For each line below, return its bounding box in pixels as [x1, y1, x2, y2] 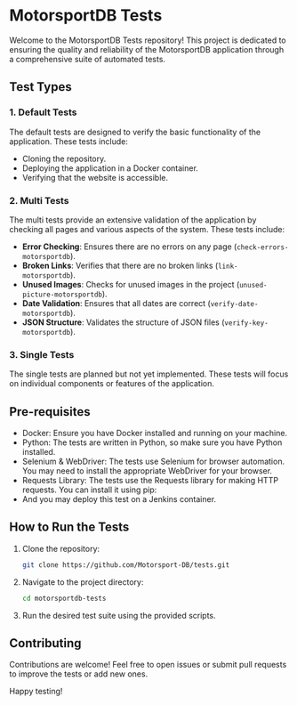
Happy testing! [9, 686, 63, 697]
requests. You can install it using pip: [21, 484, 157, 495]
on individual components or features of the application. [9, 378, 215, 389]
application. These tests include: [9, 135, 129, 147]
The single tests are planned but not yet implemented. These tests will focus [9, 369, 289, 379]
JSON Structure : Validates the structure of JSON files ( [21, 317, 225, 328]
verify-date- [210, 299, 259, 308]
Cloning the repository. [21, 153, 107, 164]
